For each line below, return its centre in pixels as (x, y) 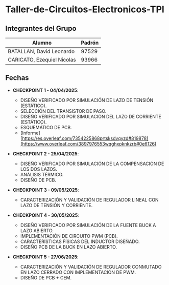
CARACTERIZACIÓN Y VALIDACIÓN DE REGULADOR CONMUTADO (91, 267)
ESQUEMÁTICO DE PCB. (46, 127)
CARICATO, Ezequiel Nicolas (42, 60)
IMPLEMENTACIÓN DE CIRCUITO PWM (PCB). (69, 236)
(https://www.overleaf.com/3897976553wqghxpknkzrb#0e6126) (88, 144)
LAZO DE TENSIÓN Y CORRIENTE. (56, 205)
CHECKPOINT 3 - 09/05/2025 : (46, 190)
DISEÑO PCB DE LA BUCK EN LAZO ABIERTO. (69, 247)
